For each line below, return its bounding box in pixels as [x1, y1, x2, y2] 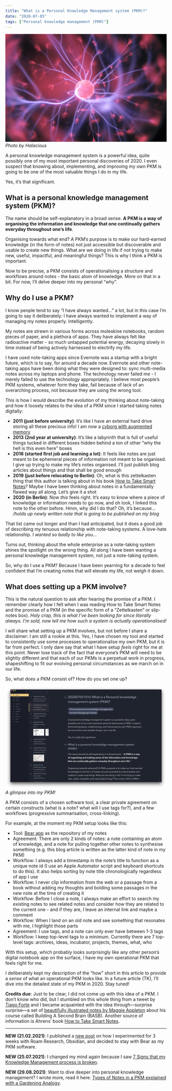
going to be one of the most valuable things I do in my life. [5, 169, 128, 175]
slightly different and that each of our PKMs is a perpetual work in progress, [5, 655, 165, 661]
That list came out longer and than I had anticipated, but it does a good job [5, 520, 163, 527]
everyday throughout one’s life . [5, 226, 74, 232]
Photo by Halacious [5, 143, 47, 149]
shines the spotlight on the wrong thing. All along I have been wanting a [5, 547, 156, 553]
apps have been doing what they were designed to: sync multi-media [19, 365, 165, 372]
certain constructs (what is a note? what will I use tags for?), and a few [5, 805, 155, 811]
